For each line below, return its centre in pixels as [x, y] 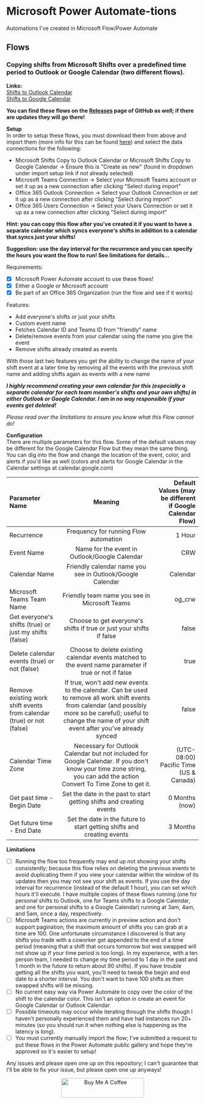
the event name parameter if [106, 665]
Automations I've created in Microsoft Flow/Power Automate [82, 28]
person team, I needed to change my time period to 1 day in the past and [106, 959]
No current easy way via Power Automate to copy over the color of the [104, 992]
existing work [29, 697]
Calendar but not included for [106, 754]
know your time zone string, [106, 769]
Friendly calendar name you [106, 566]
